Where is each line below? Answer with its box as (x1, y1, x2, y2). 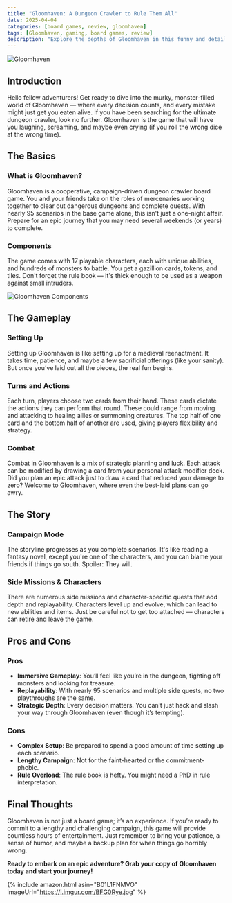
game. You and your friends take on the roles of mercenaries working (7, 194, 205, 202)
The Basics (7, 150, 57, 162)
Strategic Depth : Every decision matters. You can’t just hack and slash (17, 701, 219, 709)
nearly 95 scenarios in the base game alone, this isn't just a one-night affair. (7, 209, 223, 217)
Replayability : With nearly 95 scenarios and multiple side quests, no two (17, 686, 224, 694)
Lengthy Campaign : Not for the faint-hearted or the (17, 756, 165, 764)
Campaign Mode (7, 529, 64, 539)
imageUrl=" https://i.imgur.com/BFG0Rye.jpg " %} (7, 888, 146, 896)
